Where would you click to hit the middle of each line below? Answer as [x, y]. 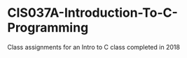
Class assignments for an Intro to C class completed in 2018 [94, 47]
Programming [48, 28]
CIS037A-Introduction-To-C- [93, 13]
